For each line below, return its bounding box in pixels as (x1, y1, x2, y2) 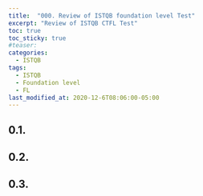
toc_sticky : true (8, 34, 67, 42)
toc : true (8, 26, 42, 34)
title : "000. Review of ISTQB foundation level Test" (8, 11, 196, 20)
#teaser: (8, 42, 38, 50)
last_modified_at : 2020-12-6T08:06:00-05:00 (8, 94, 160, 102)
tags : (8, 64, 26, 72)
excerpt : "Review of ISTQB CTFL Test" (8, 19, 138, 27)
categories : (8, 49, 48, 57)
